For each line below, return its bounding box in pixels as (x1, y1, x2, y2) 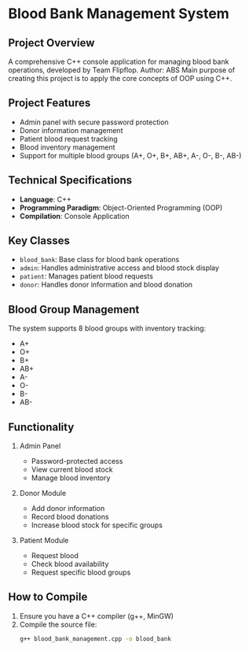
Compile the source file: (19, 620, 97, 629)
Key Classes (8, 234, 71, 248)
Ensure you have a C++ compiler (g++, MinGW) (19, 611, 174, 620)
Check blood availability (31, 560, 109, 569)
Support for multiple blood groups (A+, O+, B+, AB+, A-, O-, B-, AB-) (19, 150, 242, 160)
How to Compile (8, 590, 88, 604)
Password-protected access (31, 457, 123, 466)
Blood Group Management (8, 302, 140, 316)
